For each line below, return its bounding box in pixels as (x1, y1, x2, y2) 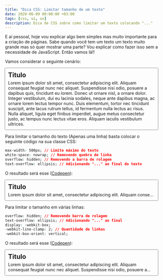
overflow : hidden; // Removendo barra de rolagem (5, 213, 108, 218)
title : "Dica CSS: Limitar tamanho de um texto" (5, 7, 105, 12)
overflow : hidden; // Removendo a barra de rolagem (5, 157, 112, 162)
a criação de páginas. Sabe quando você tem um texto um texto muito (5, 39, 146, 45)
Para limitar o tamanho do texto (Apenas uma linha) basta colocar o (5, 133, 140, 139)
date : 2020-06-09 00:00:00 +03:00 (5, 12, 75, 16)
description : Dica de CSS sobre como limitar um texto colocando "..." (5, 20, 153, 26)
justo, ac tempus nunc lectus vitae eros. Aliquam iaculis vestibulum (8, 116, 142, 122)
